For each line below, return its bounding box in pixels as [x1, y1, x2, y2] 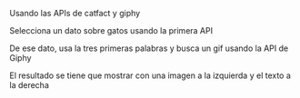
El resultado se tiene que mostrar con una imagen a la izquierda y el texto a [9, 70, 291, 81]
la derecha [9, 80, 50, 90]
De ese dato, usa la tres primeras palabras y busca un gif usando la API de [9, 43, 289, 54]
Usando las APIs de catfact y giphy [9, 8, 141, 18]
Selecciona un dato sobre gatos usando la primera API [9, 25, 214, 35]
